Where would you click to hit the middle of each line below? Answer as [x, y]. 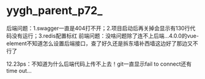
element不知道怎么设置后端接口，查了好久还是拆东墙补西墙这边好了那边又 [99, 43]
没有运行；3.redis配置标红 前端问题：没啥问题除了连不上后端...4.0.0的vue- [105, 36]
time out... [19, 70]
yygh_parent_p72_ [54, 11]
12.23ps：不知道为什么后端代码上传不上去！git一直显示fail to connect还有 [99, 64]
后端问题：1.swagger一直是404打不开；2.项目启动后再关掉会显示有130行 [98, 28]
